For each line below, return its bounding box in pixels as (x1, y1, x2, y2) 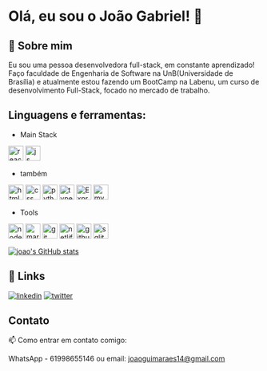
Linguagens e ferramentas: (8, 109, 146, 122)
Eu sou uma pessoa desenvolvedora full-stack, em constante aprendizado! (8, 60, 255, 69)
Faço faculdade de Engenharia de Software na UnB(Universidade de (8, 69, 233, 78)
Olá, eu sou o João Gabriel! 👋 (8, 7, 203, 26)
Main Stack (19, 129, 58, 139)
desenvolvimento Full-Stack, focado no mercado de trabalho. (8, 85, 210, 95)
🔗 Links (8, 270, 46, 283)
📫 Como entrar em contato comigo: (8, 335, 127, 345)
